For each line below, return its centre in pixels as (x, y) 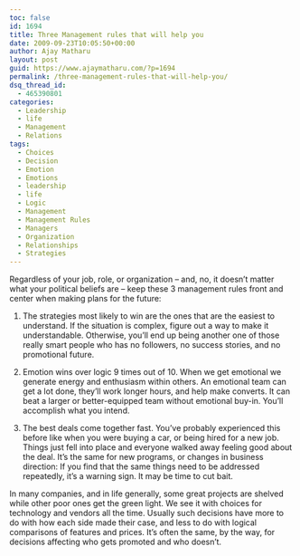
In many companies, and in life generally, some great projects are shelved (147, 494)
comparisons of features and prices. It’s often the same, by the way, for (142, 532)
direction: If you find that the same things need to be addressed (141, 466)
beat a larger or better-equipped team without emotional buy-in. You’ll (153, 401)
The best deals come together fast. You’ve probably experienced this (151, 428)
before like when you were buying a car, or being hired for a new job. (151, 438)
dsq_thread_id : (38, 85)
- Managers (38, 228)
